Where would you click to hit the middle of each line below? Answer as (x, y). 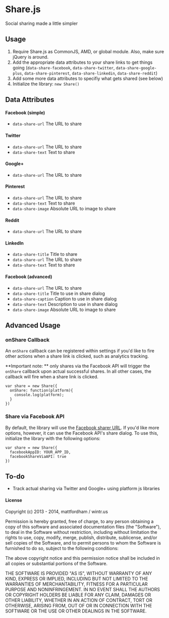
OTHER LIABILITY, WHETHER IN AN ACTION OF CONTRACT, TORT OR (79, 600)
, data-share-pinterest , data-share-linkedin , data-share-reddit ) (90, 73)
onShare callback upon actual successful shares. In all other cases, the (78, 371)
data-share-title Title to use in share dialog (59, 293)
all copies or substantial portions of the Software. (56, 563)
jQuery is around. (31, 57)
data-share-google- (136, 68)
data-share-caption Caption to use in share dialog (65, 299)
